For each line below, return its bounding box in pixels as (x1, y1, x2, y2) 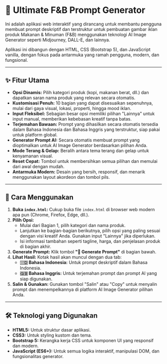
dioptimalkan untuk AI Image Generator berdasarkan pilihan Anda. (12, 142, 148, 148)
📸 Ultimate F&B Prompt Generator (5, 4, 146, 16)
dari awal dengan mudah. (12, 163, 65, 169)
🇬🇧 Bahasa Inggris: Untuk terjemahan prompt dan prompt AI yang (19, 270, 158, 276)
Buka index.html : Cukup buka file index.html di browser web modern (12, 206, 155, 212)
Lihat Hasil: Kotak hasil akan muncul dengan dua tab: (12, 254, 122, 260)
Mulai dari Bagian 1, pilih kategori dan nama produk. (19, 222, 126, 228)
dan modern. (12, 343, 39, 349)
